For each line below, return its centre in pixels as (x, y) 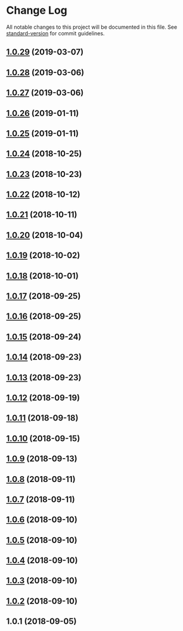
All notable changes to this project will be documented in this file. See (92, 27)
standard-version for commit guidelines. (55, 33)
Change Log (37, 10)
